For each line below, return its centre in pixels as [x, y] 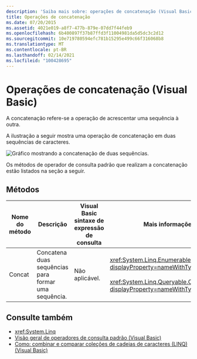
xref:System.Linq [35, 331]
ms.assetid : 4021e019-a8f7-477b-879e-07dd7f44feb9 [69, 28]
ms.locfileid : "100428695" [39, 60]
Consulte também [40, 317]
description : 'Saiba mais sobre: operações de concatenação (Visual [91, 11]
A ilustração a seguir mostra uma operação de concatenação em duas [91, 136]
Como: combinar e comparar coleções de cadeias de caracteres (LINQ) [101, 344]
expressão [89, 228]
